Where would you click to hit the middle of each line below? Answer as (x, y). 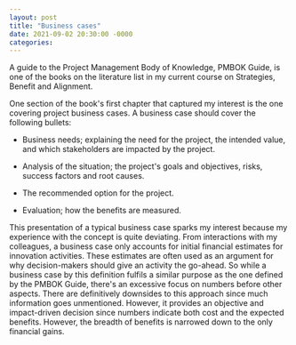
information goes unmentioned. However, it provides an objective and (136, 303)
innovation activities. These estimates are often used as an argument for (141, 256)
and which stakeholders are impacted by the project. (119, 149)
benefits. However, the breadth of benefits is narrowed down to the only (141, 322)
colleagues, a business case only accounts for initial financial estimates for (146, 246)
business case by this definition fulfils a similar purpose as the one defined (146, 275)
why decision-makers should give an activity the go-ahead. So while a (138, 265)
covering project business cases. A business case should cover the (132, 113)
